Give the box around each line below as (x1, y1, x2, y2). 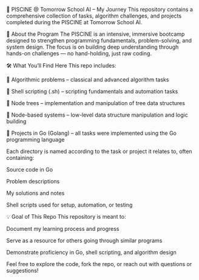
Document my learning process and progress (6, 225, 120, 232)
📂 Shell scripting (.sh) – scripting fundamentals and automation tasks (6, 88, 178, 95)
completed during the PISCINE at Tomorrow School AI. (6, 19, 143, 26)
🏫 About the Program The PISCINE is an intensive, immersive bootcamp (6, 30, 185, 38)
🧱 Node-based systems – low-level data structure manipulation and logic (6, 111, 188, 118)
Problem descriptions (6, 178, 60, 185)
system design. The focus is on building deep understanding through (6, 43, 179, 50)
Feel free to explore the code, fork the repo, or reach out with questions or (6, 261, 192, 267)
